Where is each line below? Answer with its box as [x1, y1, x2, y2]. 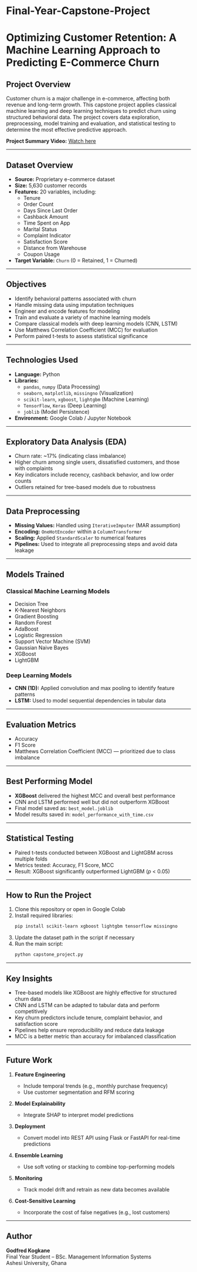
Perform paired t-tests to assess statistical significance [14, 332, 148, 339]
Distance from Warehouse [23, 245, 87, 251]
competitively [14, 1008, 48, 1015]
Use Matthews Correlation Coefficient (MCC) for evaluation [14, 326, 158, 333]
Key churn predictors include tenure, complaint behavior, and [14, 1014, 163, 1021]
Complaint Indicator [23, 232, 72, 239]
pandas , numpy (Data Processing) [23, 383, 101, 390]
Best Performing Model [6, 776, 93, 786]
